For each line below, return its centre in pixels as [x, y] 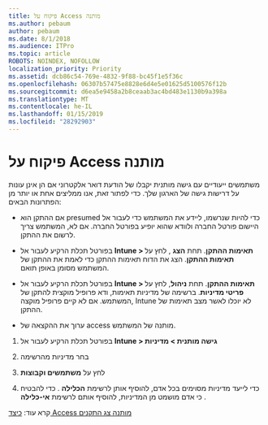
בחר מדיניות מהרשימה [54, 356]
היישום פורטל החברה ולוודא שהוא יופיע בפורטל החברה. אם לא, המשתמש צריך [139, 226]
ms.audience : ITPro [41, 46]
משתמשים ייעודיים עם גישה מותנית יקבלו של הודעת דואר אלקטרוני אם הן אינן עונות [134, 184]
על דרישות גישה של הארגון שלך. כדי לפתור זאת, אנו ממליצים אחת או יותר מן [124, 193]
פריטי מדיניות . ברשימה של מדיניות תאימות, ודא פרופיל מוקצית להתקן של [132, 292]
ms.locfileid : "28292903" [52, 122]
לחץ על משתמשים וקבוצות [63, 372]
